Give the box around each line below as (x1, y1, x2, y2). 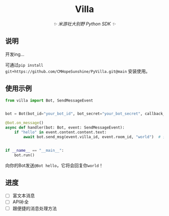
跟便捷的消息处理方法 (12, 205, 57, 211)
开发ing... (5, 51, 25, 57)
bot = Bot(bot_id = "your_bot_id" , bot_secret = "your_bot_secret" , (5, 112, 143, 117)
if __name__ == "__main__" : (5, 148, 64, 153)
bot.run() (14, 152, 35, 158)
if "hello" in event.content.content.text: (14, 130, 107, 135)
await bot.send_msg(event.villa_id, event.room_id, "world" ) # (23, 134, 161, 139)
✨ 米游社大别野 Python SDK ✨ (53, 21, 116, 27)
